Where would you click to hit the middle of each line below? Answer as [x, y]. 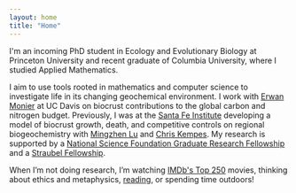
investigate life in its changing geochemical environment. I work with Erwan [147, 96]
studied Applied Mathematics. [64, 69]
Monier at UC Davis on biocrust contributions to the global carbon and [137, 105]
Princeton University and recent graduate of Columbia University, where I [143, 60]
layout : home [33, 17]
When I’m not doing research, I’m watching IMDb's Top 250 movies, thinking [148, 170]
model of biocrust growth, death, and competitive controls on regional [137, 124]
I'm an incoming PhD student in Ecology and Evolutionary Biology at [133, 50]
